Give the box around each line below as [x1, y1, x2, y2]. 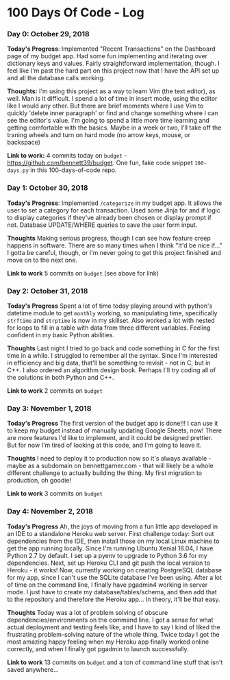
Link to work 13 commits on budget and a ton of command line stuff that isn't [7, 658, 223, 666]
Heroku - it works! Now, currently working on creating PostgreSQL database [7, 566, 222, 574]
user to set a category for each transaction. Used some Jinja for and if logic [7, 206, 220, 214]
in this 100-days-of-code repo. [30, 166, 117, 174]
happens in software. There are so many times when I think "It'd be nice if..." [7, 241, 222, 250]
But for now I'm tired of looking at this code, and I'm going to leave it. [7, 441, 202, 450]
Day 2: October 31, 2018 [7, 286, 88, 295]
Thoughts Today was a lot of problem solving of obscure [7, 608, 168, 616]
